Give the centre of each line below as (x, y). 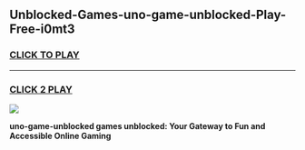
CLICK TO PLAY (44, 55)
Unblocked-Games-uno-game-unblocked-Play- (148, 15)
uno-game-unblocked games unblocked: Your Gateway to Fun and (138, 125)
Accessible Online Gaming (60, 135)
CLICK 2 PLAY (41, 89)
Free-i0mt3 (42, 30)
